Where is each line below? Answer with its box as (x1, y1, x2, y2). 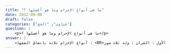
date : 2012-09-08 (5, 12, 42, 17)
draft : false (5, 17, 33, 22)
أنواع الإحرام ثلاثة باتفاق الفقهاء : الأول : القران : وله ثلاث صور (14, 40, 166, 45)
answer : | (5, 36, 27, 41)
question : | (5, 26, 31, 31)
